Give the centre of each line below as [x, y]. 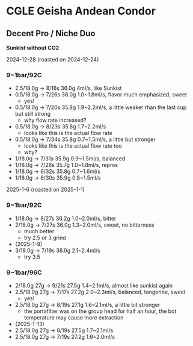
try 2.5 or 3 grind [45, 237]
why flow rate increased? [55, 120]
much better [39, 231]
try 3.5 [32, 257]
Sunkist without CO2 [33, 48]
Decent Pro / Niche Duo [51, 33]
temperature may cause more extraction [74, 317]
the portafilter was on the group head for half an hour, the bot [100, 311]
